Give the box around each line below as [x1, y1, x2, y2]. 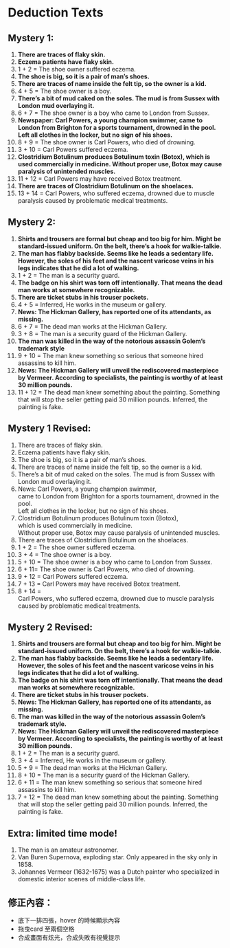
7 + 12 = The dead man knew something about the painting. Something [17, 793, 219, 802]
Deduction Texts [8, 5, 104, 21]
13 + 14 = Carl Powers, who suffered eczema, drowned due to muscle [17, 189, 215, 197]
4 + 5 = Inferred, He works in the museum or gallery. [17, 300, 167, 309]
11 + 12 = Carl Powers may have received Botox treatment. [17, 175, 183, 183]
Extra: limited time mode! [8, 827, 117, 839]
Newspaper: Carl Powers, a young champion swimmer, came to [17, 116, 203, 124]
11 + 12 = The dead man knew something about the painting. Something [17, 388, 220, 396]
